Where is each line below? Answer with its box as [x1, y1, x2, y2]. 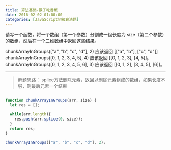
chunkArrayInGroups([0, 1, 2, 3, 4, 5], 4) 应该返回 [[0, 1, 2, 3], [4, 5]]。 [5, 55, 152, 61]
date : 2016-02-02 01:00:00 [5, 12, 63, 17]
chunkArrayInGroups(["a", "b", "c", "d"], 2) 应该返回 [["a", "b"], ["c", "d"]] [5, 49, 158, 55]
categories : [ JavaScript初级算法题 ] [5, 17, 79, 22]
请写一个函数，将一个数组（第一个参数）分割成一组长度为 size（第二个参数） [5, 32, 164, 38]
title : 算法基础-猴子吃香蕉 [5, 7, 58, 13]
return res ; [10, 126, 36, 131]
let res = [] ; [10, 103, 40, 108]
